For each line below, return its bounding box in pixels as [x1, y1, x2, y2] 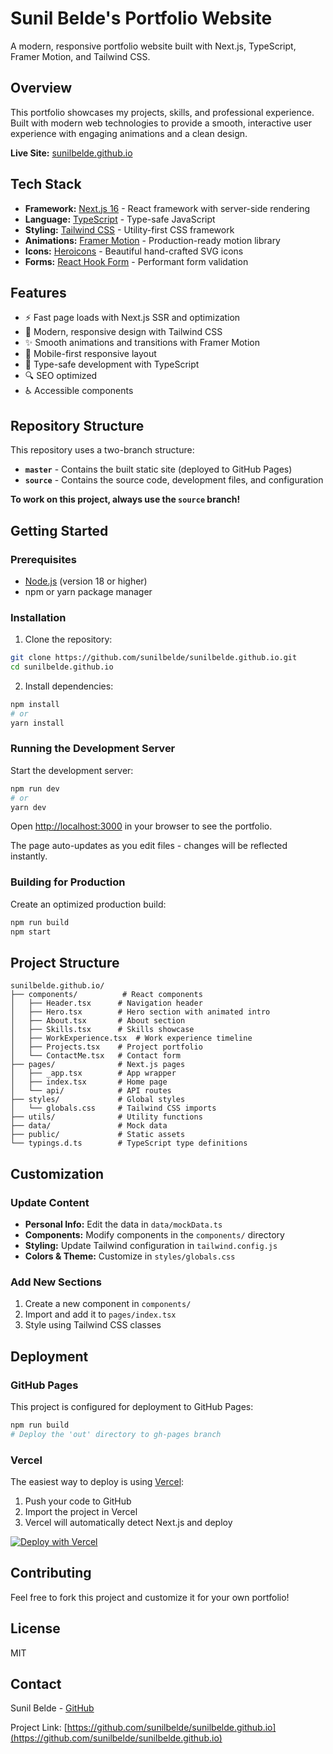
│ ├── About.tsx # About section [10, 1016, 186, 1026]
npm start [10, 927, 52, 937]
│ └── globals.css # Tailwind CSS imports [10, 1103, 217, 1114]
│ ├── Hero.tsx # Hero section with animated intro [10, 1007, 271, 1017]
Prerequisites [10, 552, 77, 566]
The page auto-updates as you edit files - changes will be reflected [10, 840, 288, 852]
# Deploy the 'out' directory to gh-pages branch [10, 1429, 222, 1439]
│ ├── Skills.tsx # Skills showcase [10, 1025, 195, 1035]
